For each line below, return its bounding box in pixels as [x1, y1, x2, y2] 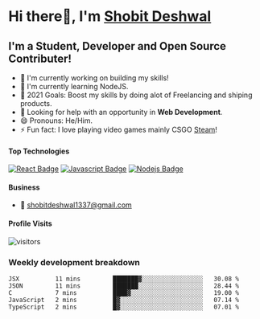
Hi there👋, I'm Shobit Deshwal [8, 7, 212, 26]
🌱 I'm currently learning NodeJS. [19, 82, 129, 91]
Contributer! [8, 51, 72, 65]
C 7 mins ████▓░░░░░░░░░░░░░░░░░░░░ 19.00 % [8, 288, 240, 297]
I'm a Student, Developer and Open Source [8, 39, 227, 53]
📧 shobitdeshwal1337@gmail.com [19, 200, 133, 210]
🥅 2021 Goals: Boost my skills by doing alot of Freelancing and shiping [19, 90, 253, 100]
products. [19, 99, 52, 108]
